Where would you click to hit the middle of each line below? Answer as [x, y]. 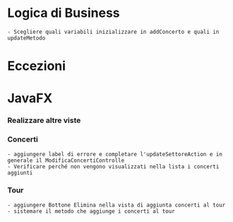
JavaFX [30, 99]
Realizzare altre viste [44, 120]
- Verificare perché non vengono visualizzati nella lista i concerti [113, 166]
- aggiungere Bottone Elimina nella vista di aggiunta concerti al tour [116, 205]
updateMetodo [26, 38]
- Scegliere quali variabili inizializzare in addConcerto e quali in [113, 32]
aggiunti [20, 173]
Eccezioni [36, 66]
